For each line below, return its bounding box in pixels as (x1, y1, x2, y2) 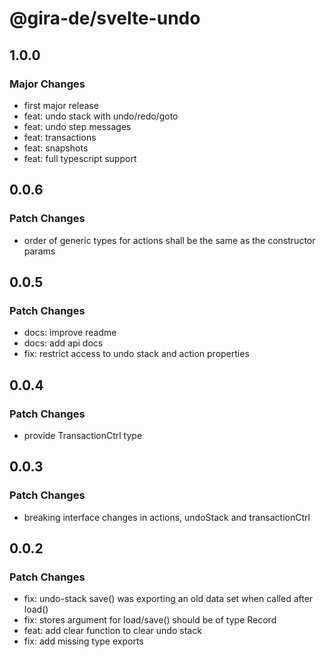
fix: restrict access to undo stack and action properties (23, 348, 250, 360)
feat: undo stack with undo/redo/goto (23, 110, 179, 122)
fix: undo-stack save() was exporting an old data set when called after (23, 593, 314, 605)
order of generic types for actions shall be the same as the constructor (23, 234, 316, 246)
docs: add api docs (23, 337, 104, 349)
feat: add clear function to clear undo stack (23, 625, 202, 637)
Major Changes (9, 77, 86, 91)
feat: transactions (23, 131, 97, 143)
